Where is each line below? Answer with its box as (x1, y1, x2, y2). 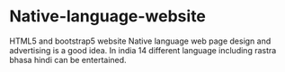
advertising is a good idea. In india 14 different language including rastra (9, 44, 277, 55)
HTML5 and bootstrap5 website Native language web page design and (9, 36, 272, 46)
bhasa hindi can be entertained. (9, 54, 128, 65)
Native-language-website (9, 6, 207, 27)
